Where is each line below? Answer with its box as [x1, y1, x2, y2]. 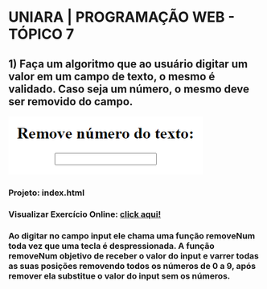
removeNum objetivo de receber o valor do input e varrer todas [8, 250, 259, 261]
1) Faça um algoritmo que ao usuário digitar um [8, 57, 248, 71]
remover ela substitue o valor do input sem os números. [8, 270, 231, 281]
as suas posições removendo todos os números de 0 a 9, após [8, 260, 257, 271]
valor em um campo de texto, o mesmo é [8, 69, 216, 83]
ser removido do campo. [8, 95, 133, 108]
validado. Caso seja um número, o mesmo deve [8, 82, 250, 96]
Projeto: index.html [8, 187, 85, 198]
